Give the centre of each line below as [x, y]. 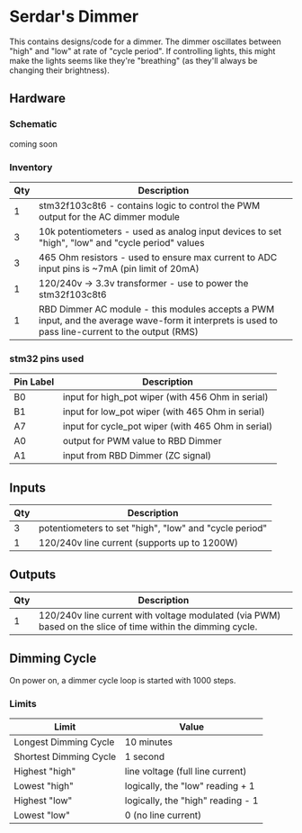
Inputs [28, 488]
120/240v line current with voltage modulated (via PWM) [160, 615]
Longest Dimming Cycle [64, 742]
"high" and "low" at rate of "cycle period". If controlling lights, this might [142, 50]
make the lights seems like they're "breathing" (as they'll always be [133, 60]
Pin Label [34, 382]
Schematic [33, 124]
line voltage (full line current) [186, 771]
